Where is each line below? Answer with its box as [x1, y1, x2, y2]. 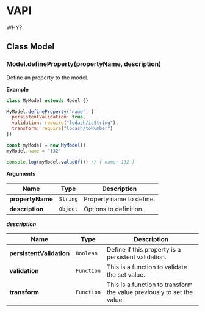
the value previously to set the [106, 288, 193, 296]
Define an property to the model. [6, 74, 88, 81]
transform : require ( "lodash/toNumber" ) [12, 126, 113, 132]
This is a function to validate [106, 263, 187, 271]
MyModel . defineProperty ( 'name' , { [6, 108, 95, 115]
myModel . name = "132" [6, 148, 62, 154]
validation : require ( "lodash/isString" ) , [12, 120, 119, 126]
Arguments [6, 170, 36, 177]
